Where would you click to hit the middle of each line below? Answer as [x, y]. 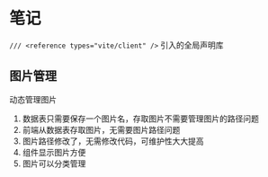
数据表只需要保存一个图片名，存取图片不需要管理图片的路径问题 [140, 119]
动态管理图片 [33, 99]
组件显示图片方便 [54, 152]
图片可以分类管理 [54, 164]
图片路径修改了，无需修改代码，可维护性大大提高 [113, 141]
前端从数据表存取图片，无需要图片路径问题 [101, 129]
